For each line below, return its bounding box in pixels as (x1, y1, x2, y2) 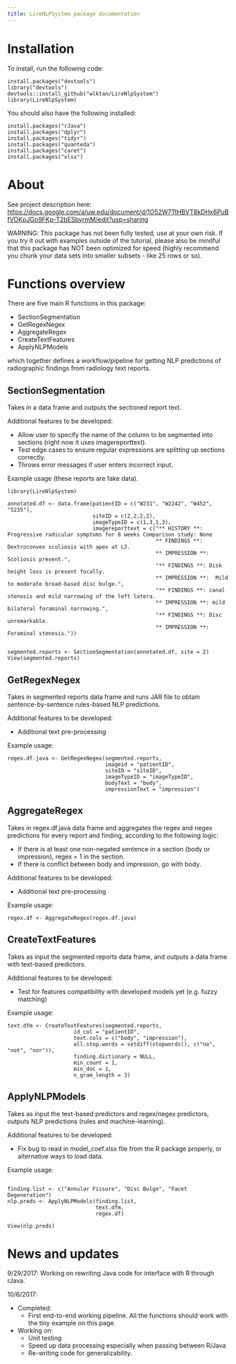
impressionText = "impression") (104, 786, 200, 793)
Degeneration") (7, 1191, 52, 1199)
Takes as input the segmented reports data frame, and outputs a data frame (7, 952, 228, 961)
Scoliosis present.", (7, 556, 71, 563)
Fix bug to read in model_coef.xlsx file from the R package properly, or (17, 1144, 222, 1153)
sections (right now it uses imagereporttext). (17, 438, 147, 447)
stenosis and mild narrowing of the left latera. (7, 593, 156, 600)
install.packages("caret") (7, 147, 87, 154)
